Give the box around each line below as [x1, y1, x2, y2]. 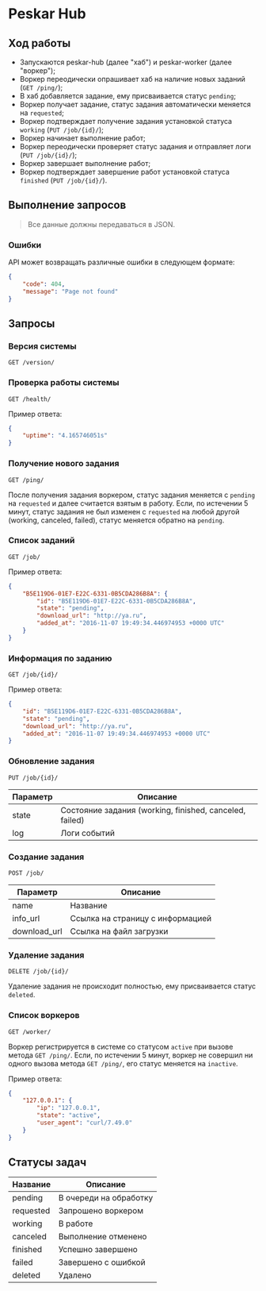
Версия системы [8, 341, 77, 352]
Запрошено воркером [58, 1205, 144, 1216]
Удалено [58, 1270, 92, 1281]
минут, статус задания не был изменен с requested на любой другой [8, 507, 240, 516]
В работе [58, 1218, 93, 1229]
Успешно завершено [58, 1244, 139, 1255]
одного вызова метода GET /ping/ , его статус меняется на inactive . [8, 1058, 239, 1068]
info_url [12, 912, 40, 923]
